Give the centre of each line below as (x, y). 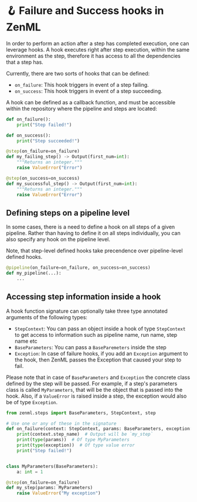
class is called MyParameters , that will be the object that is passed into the (94, 390)
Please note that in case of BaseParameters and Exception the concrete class (98, 377)
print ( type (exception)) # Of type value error (76, 445)
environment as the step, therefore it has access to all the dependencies (93, 56)
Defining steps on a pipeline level (68, 213)
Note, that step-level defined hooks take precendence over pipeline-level (94, 251)
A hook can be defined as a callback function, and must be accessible (91, 102)
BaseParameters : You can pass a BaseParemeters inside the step (91, 347)
